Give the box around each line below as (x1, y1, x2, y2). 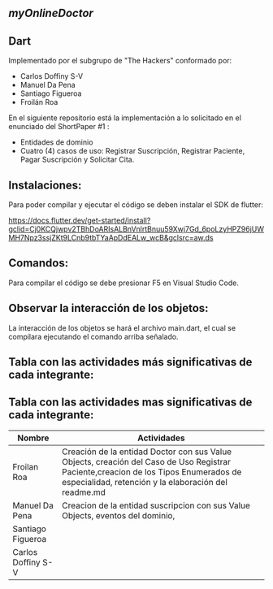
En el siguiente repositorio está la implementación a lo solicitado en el (8, 113, 242, 123)
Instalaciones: (8, 178, 82, 192)
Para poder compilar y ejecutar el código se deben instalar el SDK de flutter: (8, 200, 264, 210)
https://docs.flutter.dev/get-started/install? (8, 215, 151, 226)
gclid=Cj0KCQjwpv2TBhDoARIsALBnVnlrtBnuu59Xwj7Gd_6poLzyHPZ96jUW (8, 224, 265, 234)
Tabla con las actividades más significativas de (8, 355, 253, 369)
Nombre (17, 432, 50, 444)
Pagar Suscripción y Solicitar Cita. (19, 154, 135, 165)
